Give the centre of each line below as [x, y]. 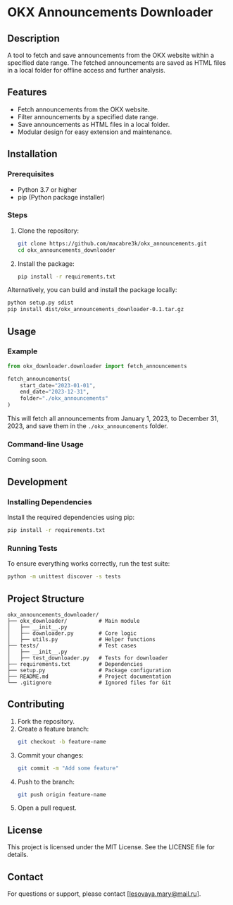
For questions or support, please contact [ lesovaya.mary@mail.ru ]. [104, 894]
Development [38, 481]
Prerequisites [31, 174]
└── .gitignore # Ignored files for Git [89, 682]
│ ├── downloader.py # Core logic [72, 633]
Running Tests [32, 548]
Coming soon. [27, 460]
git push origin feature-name [62, 794]
